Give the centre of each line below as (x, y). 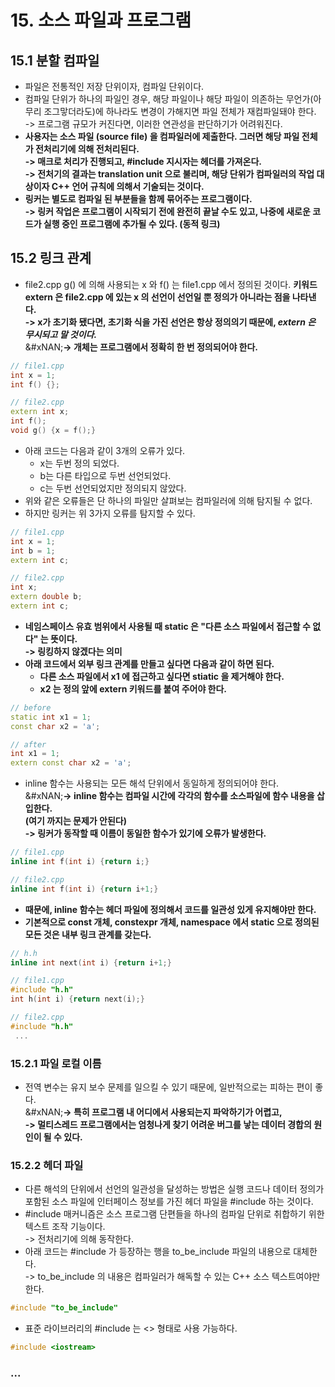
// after (28, 744)
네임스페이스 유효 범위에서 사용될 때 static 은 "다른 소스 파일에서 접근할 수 (167, 626)
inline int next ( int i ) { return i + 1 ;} (91, 962)
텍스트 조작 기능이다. (65, 1227)
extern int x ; (40, 412)
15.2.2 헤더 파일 (47, 1165)
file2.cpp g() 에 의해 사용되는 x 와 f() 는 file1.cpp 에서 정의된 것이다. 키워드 (171, 284)
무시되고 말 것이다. (61, 334)
